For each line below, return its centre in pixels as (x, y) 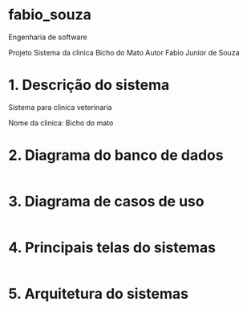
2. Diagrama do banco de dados (116, 155)
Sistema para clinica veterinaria (60, 107)
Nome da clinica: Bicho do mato (61, 123)
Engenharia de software (48, 37)
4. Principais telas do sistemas (112, 247)
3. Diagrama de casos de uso (106, 202)
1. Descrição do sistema (89, 85)
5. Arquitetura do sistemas (98, 294)
